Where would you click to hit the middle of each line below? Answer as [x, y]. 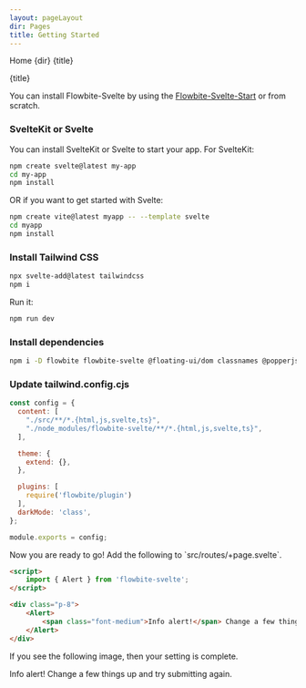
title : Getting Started [55, 35]
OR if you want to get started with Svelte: [87, 200]
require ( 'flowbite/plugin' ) [79, 496]
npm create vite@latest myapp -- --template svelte [109, 217]
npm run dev [32, 318]
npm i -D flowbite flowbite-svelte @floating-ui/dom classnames [134, 361]
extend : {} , [48, 462]
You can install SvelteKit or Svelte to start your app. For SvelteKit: [132, 149]
